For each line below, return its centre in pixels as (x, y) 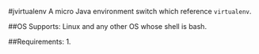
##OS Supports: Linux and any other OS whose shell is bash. (108, 26)
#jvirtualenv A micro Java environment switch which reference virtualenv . (130, 11)
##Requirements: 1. (40, 41)
